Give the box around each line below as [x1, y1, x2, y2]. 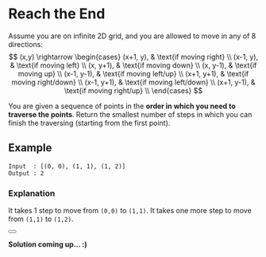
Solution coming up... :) [8, 239, 87, 249]
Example [8, 141, 52, 155]
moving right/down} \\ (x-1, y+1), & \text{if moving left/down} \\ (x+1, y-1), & [11, 77, 256, 87]
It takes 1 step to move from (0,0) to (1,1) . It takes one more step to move [8, 206, 252, 216]
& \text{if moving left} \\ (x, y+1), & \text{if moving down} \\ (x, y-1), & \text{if [10, 60, 257, 70]
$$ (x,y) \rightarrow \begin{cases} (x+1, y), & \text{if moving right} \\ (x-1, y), [8, 52, 259, 61]
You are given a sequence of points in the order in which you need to [8, 101, 236, 111]
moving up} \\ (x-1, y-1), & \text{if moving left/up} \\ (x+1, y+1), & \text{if [17, 68, 249, 78]
